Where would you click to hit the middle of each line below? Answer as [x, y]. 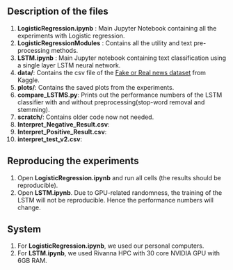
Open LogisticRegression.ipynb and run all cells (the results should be [119, 177]
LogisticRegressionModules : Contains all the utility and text [105, 43]
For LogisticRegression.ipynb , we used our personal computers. [111, 246]
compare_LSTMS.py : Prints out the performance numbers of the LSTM [120, 95]
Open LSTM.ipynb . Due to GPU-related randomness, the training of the [120, 192]
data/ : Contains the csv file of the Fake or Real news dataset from [112, 72]
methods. [65, 50]
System [24, 229]
